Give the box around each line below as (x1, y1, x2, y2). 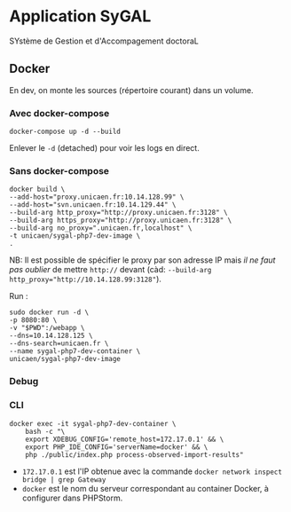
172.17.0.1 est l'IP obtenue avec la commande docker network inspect (21, 466, 282, 477)
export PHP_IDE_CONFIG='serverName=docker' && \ (25, 442, 208, 452)
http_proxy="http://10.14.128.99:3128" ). (9, 273, 162, 285)
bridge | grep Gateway (21, 475, 106, 484)
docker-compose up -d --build (9, 127, 122, 137)
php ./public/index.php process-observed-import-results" (25, 450, 244, 459)
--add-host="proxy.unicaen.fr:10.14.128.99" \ (9, 193, 185, 201)
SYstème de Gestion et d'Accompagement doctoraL (9, 35, 200, 46)
